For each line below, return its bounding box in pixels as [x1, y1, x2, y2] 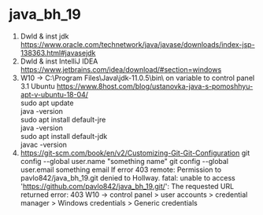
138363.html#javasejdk [20, 48, 96, 57]
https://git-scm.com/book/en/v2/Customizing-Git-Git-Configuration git [20, 148, 250, 158]
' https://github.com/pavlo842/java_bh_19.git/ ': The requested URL [20, 181, 235, 191]
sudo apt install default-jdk [20, 131, 108, 140]
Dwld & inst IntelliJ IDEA [20, 56, 98, 66]
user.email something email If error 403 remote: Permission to [20, 165, 222, 174]
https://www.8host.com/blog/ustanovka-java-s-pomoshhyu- [56, 81, 254, 91]
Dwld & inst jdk [20, 31, 69, 41]
